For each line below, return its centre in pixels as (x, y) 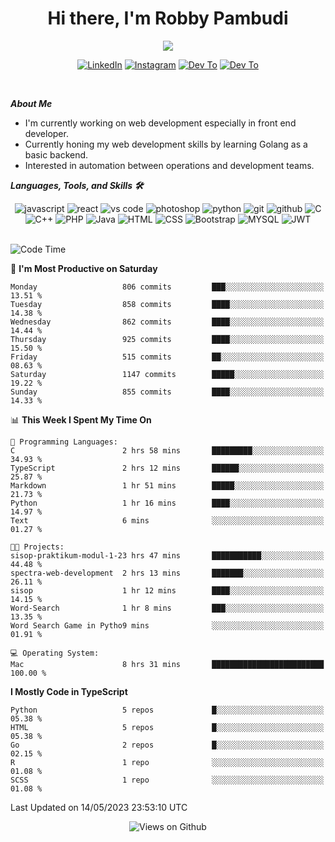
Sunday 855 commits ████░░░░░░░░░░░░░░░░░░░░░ (167, 392)
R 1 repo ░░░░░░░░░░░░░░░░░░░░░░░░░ (167, 762)
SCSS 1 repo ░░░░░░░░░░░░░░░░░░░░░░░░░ (167, 780)
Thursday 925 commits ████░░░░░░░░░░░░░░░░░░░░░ (167, 339)
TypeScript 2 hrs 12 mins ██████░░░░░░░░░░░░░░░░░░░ (167, 468)
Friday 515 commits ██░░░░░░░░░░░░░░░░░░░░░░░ (167, 357)
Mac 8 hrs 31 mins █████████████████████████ (167, 664)
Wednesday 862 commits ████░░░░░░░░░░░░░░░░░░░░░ (167, 322)
